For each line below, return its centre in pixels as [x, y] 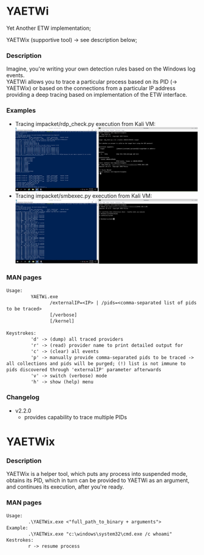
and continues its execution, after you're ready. [65, 487]
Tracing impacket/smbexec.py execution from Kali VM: [83, 195]
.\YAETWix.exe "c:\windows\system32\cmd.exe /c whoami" [100, 534]
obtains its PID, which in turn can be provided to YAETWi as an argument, [98, 480]
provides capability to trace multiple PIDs [76, 417]
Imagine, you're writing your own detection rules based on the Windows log [101, 69]
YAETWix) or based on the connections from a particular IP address [91, 88]
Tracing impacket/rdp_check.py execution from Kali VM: [85, 124]
